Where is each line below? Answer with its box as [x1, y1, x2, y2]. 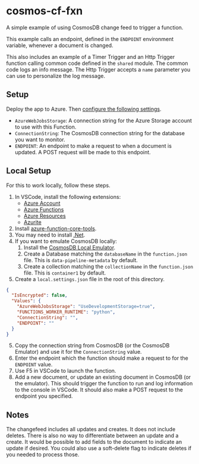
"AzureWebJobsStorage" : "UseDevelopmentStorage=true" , [17, 304, 156, 310]
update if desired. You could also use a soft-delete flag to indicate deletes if [6, 445, 192, 452]
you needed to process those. [6, 451, 80, 458]
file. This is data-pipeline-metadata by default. [23, 256, 138, 263]
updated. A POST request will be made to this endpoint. [14, 148, 151, 155]
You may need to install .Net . [14, 231, 86, 238]
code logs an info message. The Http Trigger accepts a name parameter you [6, 66, 191, 73]
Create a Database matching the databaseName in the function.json [23, 250, 188, 257]
